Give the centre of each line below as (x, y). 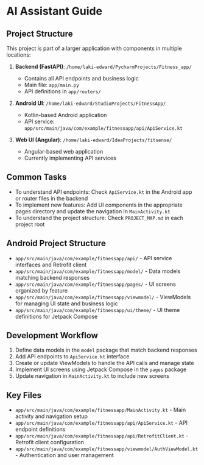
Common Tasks (37, 177)
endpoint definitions (40, 429)
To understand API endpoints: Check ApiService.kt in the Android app (104, 192)
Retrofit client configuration (49, 442)
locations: (19, 55)
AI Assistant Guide (54, 11)
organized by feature (41, 290)
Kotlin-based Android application (65, 115)
